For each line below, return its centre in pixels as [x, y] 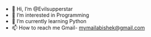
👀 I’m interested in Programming [50, 15]
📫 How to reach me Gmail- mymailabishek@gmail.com [78, 28]
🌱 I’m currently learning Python [49, 21]
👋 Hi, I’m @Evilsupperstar [42, 9]
